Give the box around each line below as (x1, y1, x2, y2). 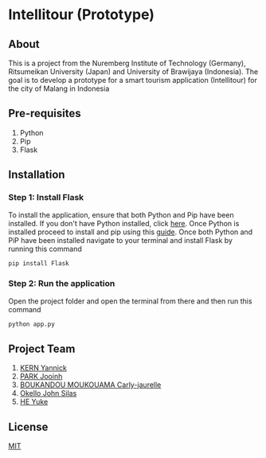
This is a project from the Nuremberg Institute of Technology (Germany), (8, 58, 246, 68)
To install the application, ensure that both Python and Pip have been (8, 209, 234, 220)
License (8, 420, 49, 433)
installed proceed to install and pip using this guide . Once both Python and (8, 227, 253, 237)
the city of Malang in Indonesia (8, 84, 110, 93)
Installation (8, 168, 65, 182)
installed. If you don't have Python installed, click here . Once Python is (8, 218, 240, 228)
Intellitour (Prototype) (8, 6, 155, 24)
